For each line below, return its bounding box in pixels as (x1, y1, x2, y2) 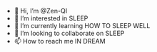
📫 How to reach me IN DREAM (14, 37, 106, 45)
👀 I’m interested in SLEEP (14, 14, 88, 22)
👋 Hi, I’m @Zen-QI (14, 7, 68, 15)
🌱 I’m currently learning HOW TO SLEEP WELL (14, 22, 151, 30)
